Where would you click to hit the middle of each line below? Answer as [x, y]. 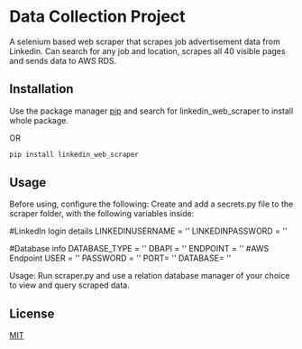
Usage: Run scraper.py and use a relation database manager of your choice [150, 276]
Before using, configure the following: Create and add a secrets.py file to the [151, 204]
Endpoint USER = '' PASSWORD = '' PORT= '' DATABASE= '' [120, 258]
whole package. [39, 120]
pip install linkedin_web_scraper [74, 154]
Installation [41, 89]
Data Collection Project [98, 17]
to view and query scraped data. [70, 285]
